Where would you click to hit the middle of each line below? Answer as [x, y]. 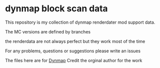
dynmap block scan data [57, 9]
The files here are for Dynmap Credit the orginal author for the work [74, 60]
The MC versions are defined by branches [48, 32]
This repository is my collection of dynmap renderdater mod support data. [80, 22]
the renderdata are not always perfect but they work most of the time [75, 41]
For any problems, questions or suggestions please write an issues [73, 51]
